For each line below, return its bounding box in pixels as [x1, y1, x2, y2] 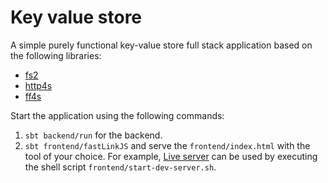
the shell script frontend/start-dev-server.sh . [24, 161, 217, 173]
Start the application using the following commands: [10, 109, 225, 121]
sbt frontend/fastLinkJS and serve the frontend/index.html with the [24, 139, 311, 151]
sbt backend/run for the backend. [24, 129, 163, 141]
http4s [24, 79, 53, 91]
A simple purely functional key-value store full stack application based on [10, 39, 313, 51]
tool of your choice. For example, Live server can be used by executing [24, 150, 318, 162]
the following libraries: [10, 49, 102, 61]
